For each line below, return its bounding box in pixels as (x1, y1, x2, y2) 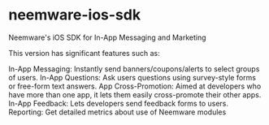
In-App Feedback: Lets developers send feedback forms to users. (8, 98, 229, 108)
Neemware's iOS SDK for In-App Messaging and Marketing (8, 32, 206, 42)
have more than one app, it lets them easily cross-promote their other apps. (8, 89, 262, 99)
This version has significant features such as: (8, 48, 160, 58)
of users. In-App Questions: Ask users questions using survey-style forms (8, 72, 256, 82)
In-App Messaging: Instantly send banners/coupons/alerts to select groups (8, 63, 260, 74)
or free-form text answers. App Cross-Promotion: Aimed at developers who (8, 81, 262, 91)
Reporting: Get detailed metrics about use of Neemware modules (8, 107, 227, 117)
